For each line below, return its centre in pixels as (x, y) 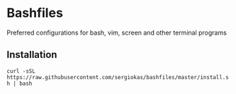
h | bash (19, 83)
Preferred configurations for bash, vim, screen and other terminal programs (117, 33)
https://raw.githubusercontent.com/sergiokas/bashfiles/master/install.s (118, 77)
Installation (32, 55)
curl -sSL (21, 71)
